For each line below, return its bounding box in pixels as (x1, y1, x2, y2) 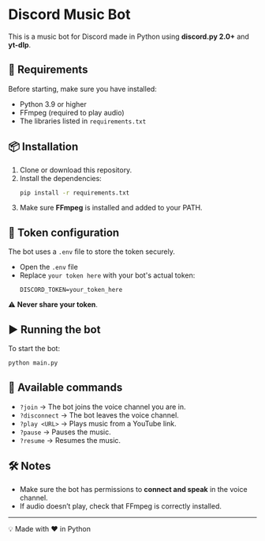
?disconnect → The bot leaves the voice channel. (19, 410, 179, 420)
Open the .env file (19, 263, 79, 272)
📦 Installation (8, 140, 79, 153)
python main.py (8, 359, 58, 367)
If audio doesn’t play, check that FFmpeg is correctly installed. (19, 501, 222, 511)
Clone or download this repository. (19, 165, 132, 175)
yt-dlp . (8, 40, 32, 49)
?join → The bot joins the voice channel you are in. (19, 402, 187, 411)
